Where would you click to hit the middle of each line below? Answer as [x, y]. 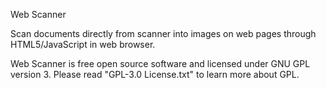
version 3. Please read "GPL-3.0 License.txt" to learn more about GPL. [155, 74]
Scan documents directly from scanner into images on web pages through [163, 33]
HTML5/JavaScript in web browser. [83, 44]
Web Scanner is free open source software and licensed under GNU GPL [160, 63]
